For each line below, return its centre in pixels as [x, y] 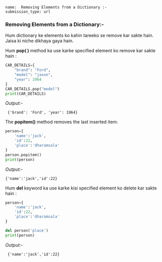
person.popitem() [23, 155]
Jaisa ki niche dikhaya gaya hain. [40, 41]
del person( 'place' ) [27, 231]
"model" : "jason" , [34, 75]
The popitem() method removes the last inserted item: [62, 122]
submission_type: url [28, 12]
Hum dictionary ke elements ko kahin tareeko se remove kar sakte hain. [79, 35]
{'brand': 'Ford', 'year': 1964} [43, 113]
